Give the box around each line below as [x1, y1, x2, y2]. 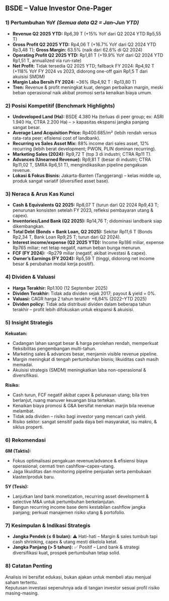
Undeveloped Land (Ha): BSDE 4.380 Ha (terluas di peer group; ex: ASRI [12, 113, 164, 119]
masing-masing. [5, 590, 39, 596]
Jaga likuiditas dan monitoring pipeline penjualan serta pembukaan [12, 468, 152, 474]
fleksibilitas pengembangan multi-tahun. [12, 345, 97, 351]
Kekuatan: [5, 330, 28, 336]
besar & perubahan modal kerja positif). [12, 261, 95, 267]
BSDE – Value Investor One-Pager [5, 4, 112, 13]
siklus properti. [12, 424, 44, 430]
